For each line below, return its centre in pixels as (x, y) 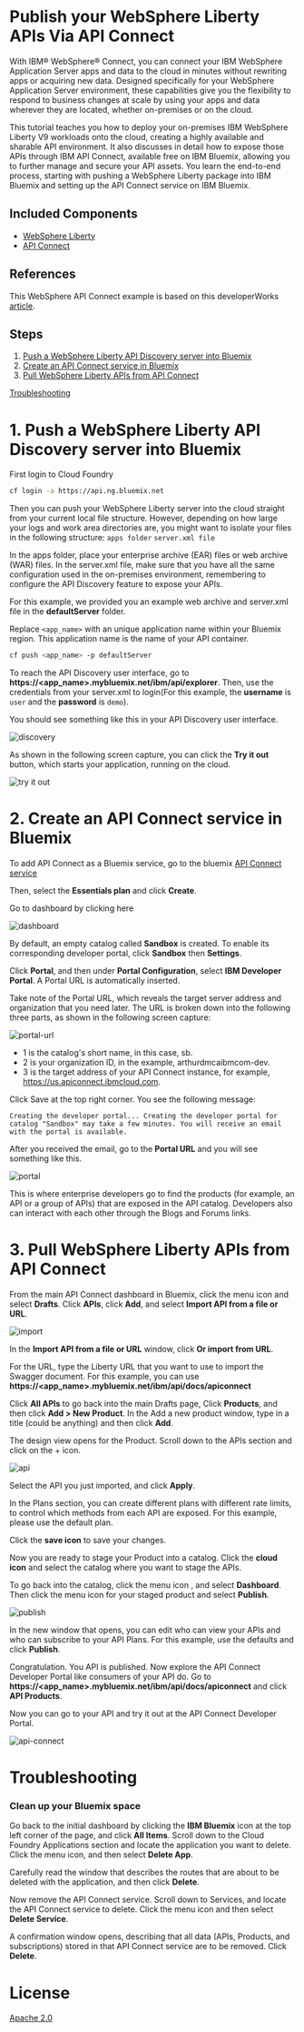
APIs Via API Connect (92, 36)
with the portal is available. (69, 1132)
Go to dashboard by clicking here (72, 908)
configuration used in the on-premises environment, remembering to (137, 574)
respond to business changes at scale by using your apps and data (135, 100)
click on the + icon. (45, 1450)
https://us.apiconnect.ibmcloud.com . (92, 1082)
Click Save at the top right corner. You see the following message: (132, 1099)
